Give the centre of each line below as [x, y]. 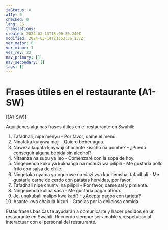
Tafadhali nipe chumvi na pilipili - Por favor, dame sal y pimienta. [81, 185]
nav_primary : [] [23, 57]
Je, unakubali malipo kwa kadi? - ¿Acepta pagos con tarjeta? [77, 196]
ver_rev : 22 [18, 52]
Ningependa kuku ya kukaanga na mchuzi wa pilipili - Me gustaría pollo [88, 164]
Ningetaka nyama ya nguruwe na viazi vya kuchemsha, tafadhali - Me [86, 175]
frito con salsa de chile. [38, 169]
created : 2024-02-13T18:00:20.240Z [44, 34]
